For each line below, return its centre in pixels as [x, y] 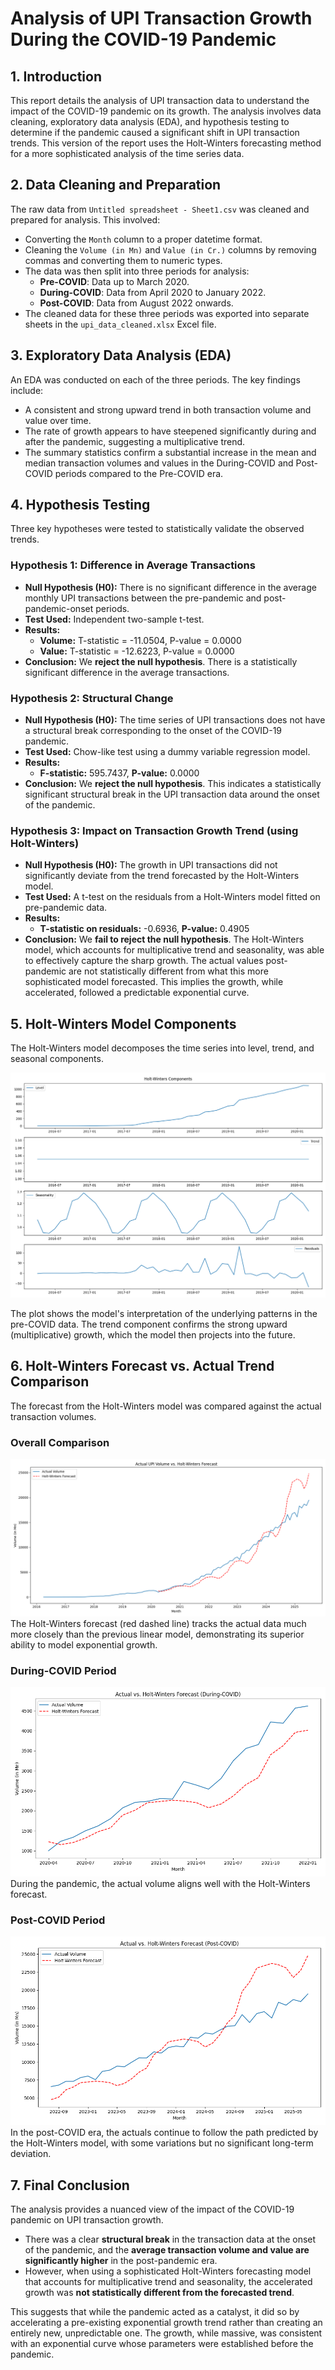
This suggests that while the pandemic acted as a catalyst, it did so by [155, 2312]
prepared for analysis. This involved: [85, 219]
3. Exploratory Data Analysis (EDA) [121, 355]
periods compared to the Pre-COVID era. [139, 473]
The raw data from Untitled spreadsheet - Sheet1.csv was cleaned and [160, 209]
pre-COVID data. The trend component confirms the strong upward [149, 1324]
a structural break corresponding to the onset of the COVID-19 [153, 731]
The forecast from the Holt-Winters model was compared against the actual [166, 1406]
